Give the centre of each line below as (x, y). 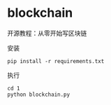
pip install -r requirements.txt (56, 61)
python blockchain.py (39, 94)
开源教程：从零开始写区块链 (47, 33)
